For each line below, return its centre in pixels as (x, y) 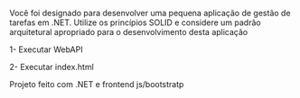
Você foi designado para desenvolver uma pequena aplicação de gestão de (150, 13)
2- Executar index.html (52, 67)
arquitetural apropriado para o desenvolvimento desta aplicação (129, 32)
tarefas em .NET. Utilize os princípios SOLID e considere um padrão (135, 22)
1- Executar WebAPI (46, 49)
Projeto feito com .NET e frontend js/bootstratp (97, 84)
